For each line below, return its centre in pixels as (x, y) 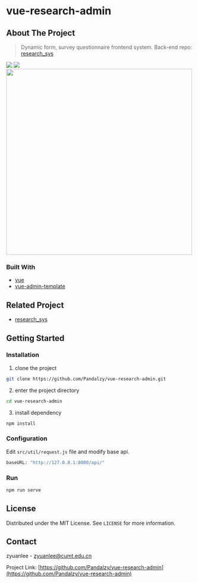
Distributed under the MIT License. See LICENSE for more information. (91, 523)
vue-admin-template (40, 286)
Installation (23, 355)
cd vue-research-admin (34, 401)
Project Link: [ (23, 568)
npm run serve (24, 490)
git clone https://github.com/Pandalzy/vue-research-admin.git (86, 379)
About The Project (41, 33)
